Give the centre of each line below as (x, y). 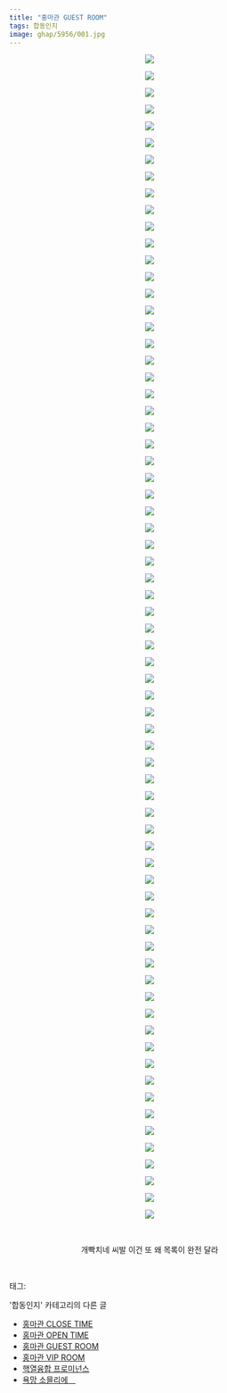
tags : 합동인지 (33, 26)
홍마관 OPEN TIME (55, 1335)
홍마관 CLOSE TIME (57, 1324)
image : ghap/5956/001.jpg (57, 34)
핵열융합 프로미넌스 (56, 1369)
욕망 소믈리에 (45, 1380)
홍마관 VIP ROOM (53, 1357)
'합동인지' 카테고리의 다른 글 (58, 1305)
